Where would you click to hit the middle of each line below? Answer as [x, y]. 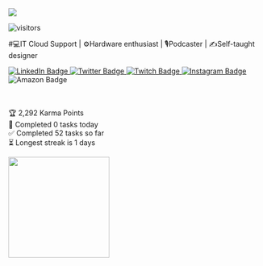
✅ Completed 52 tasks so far [56, 133]
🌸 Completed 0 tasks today [53, 125]
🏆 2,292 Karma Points [46, 113]
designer [23, 55]
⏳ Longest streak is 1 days [52, 143]
